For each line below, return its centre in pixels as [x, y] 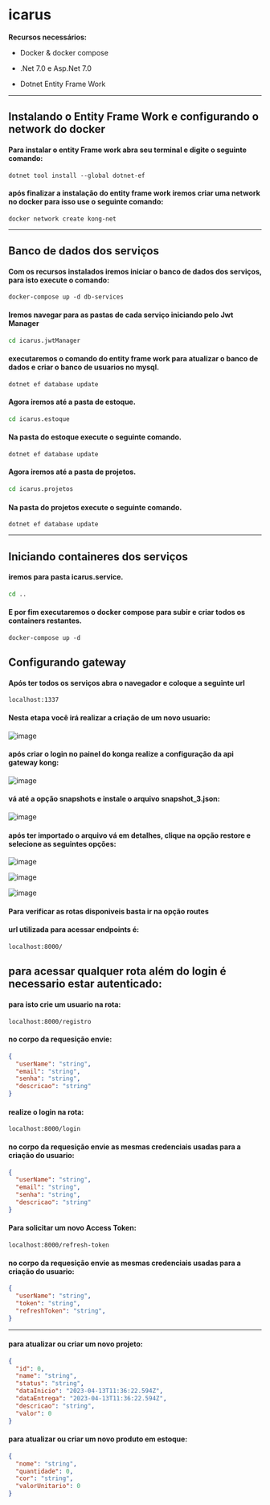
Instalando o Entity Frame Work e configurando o [134, 117]
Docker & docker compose [64, 52]
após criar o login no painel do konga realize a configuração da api [121, 754]
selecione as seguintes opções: [62, 843]
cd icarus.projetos [41, 489]
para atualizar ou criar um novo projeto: [76, 1344]
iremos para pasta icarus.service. [66, 577]
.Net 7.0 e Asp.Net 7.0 [56, 68]
